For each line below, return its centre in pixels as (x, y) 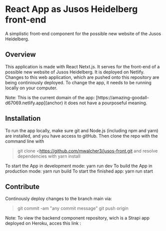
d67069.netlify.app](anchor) (34, 103)
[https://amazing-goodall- (123, 97)
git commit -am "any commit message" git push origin (73, 209)
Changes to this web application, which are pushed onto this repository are (82, 77)
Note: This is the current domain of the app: (50, 97)
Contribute (22, 186)
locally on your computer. (31, 88)
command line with (25, 141)
